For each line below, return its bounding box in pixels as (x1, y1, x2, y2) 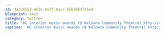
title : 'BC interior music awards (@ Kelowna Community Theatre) (5, 20, 141, 25)
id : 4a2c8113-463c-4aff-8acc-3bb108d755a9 (5, 7, 93, 12)
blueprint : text (5, 12, 38, 16)
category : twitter (5, 16, 43, 21)
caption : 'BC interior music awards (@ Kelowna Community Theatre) (5, 25, 146, 30)
